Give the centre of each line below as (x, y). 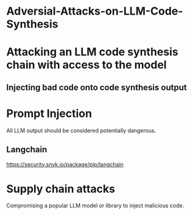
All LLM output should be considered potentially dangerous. (81, 130)
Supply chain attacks (61, 189)
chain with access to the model (86, 65)
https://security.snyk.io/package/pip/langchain (65, 164)
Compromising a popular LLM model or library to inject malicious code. (95, 206)
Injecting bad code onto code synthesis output (96, 87)
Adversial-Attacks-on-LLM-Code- (95, 11)
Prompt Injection (49, 113)
